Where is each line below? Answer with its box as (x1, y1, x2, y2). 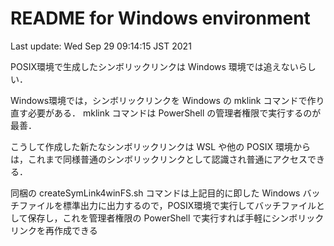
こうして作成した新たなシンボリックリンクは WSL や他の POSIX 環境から (10, 140, 311, 152)
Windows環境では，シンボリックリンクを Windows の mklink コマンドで (10, 94, 308, 106)
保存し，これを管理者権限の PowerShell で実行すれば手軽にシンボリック (27, 212, 325, 224)
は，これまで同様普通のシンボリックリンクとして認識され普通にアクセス (10, 153, 308, 165)
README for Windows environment (10, 7, 311, 30)
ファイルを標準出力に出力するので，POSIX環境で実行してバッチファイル (18, 199, 317, 211)
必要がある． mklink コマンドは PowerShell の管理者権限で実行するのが (27, 107, 322, 119)
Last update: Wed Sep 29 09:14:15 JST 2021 (10, 40, 192, 52)
